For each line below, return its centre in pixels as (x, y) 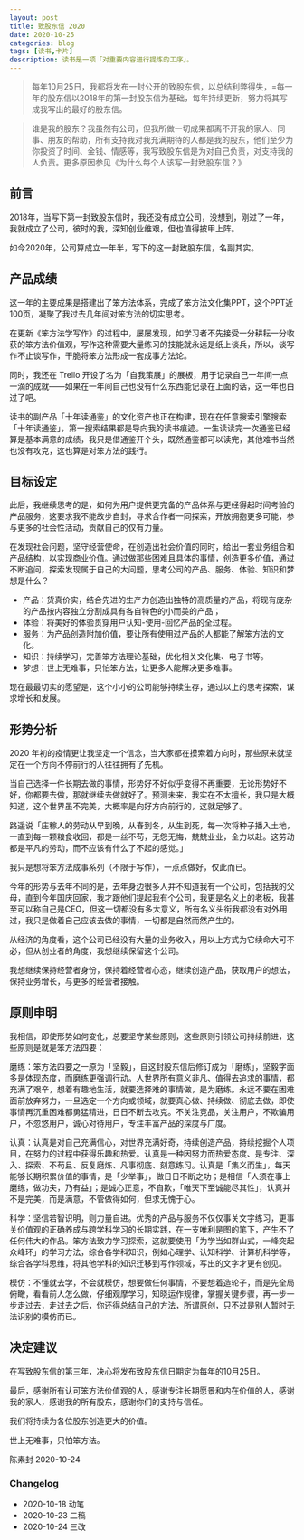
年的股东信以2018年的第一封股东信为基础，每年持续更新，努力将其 (156, 98)
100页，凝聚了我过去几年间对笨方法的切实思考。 (100, 314)
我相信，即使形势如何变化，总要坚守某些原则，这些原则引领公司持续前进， (148, 1036)
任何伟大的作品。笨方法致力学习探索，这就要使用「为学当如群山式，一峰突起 (152, 1241)
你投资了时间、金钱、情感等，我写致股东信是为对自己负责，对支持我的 (162, 151)
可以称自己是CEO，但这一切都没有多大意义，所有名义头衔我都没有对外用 (152, 909)
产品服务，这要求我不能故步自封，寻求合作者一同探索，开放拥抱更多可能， (148, 516)
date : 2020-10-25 (42, 34)
